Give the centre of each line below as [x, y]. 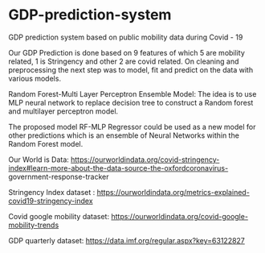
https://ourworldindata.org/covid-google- [180, 216]
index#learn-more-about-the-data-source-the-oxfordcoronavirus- [118, 168]
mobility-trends [34, 225]
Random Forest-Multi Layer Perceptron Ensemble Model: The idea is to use [132, 93]
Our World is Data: [39, 160]
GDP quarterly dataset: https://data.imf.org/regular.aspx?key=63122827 [126, 240]
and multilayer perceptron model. [63, 111]
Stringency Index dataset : [52, 192]
